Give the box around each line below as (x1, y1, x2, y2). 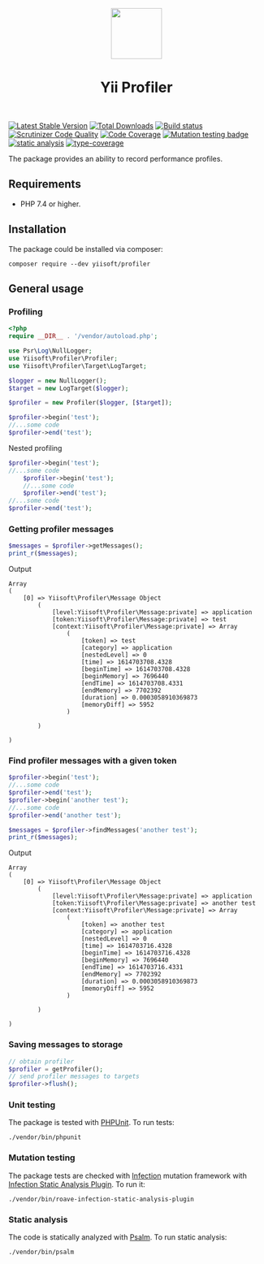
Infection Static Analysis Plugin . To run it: (8, 1179, 146, 1189)
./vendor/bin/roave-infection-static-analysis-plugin (8, 1195, 195, 1203)
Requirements (8, 177, 81, 191)
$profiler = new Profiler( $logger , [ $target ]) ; (8, 399, 173, 407)
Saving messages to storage (8, 1039, 123, 1050)
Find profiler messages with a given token (8, 755, 177, 766)
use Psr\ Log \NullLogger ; (8, 347, 93, 355)
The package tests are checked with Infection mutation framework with (8, 1171, 248, 1180)
